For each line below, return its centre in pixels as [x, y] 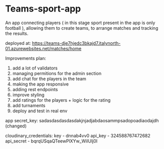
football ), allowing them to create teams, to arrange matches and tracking [82, 28]
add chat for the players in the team [49, 79]
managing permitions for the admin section [57, 73]
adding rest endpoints [35, 89]
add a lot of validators [35, 68]
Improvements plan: [26, 58]
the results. [17, 33]
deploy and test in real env [40, 111]
